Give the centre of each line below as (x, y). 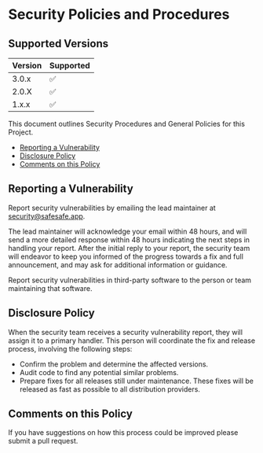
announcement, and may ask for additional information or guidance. (118, 264)
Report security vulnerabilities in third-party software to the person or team (130, 280)
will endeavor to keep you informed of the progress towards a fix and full (126, 256)
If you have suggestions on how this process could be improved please (123, 433)
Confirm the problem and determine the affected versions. (114, 364)
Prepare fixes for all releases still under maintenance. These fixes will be (136, 381)
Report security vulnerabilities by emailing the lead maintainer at (112, 208)
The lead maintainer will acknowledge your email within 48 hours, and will (128, 231)
